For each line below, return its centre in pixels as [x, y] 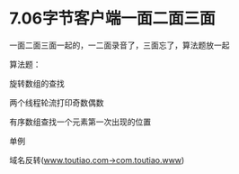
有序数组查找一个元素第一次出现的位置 [80, 122]
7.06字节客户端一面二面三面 [112, 18]
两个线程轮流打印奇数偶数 [57, 102]
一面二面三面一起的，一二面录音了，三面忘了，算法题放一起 [119, 45]
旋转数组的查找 [37, 83]
